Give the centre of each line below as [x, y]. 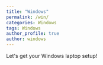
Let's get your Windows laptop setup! [52, 56]
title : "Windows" [28, 12]
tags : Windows [24, 28]
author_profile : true [33, 34]
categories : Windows [32, 22]
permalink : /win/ [28, 17]
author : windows [26, 39]
